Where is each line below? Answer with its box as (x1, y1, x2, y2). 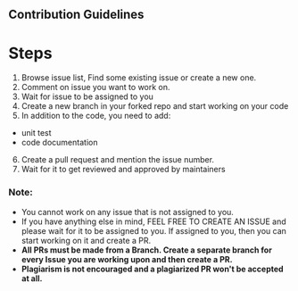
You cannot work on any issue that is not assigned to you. (21, 206, 234, 217)
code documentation (21, 137, 98, 148)
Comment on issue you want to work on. (21, 82, 170, 93)
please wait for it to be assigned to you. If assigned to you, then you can (21, 225, 287, 236)
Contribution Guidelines (8, 7, 145, 22)
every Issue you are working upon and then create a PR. (21, 254, 233, 264)
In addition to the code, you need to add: (21, 111, 171, 121)
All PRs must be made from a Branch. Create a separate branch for (21, 245, 273, 255)
